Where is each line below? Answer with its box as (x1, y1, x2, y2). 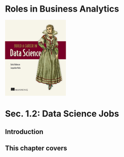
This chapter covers (5, 144, 67, 153)
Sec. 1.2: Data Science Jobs (5, 108, 119, 120)
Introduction (5, 127, 44, 136)
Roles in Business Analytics (5, 3, 119, 15)
